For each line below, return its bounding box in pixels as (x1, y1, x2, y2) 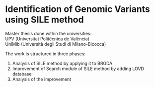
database (12, 71, 32, 77)
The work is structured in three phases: (5, 51, 86, 57)
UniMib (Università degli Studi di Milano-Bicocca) (5, 41, 106, 47)
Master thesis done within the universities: (5, 30, 92, 36)
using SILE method (5, 14, 84, 25)
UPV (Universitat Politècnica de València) (5, 36, 89, 42)
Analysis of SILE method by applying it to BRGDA (12, 60, 113, 66)
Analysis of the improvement (12, 76, 71, 82)
